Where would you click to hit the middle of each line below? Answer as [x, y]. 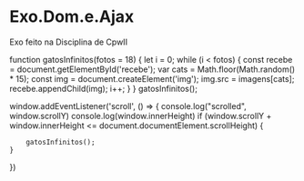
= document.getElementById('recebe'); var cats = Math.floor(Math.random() [152, 69]
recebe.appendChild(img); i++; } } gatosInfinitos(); [104, 88]
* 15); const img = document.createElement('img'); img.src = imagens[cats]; [152, 78]
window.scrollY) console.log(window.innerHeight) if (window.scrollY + [141, 116]
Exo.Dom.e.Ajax [72, 17]
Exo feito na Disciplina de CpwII [69, 42]
